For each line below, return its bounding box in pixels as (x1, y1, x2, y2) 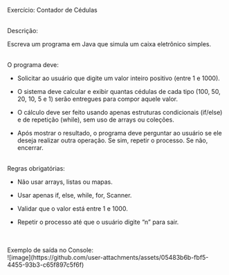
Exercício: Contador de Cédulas (7, 6, 98, 14)
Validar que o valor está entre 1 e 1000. (17, 205, 128, 213)
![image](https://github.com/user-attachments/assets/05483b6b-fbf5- (7, 254, 209, 261)
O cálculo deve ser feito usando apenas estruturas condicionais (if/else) (17, 108, 223, 116)
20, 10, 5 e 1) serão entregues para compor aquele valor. (17, 95, 178, 103)
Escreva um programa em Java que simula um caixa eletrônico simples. (7, 40, 212, 48)
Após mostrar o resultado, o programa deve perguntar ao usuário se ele (17, 129, 223, 137)
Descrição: (7, 27, 38, 35)
